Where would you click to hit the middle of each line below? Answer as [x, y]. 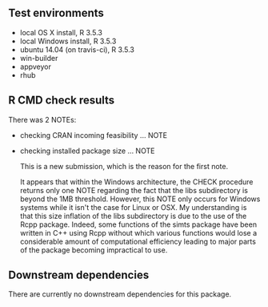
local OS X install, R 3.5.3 [61, 32]
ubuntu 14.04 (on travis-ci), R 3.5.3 [77, 49]
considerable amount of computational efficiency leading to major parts [138, 241]
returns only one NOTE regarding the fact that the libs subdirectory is [134, 190]
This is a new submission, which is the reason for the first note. [124, 166]
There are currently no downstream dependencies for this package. [120, 294]
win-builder [39, 58]
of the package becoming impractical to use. [94, 250]
